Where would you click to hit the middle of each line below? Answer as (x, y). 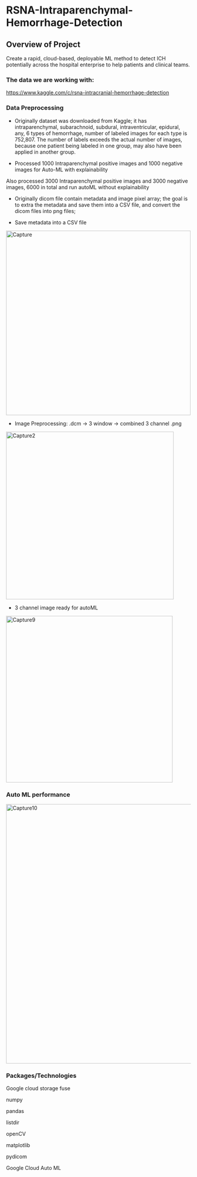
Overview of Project (43, 44)
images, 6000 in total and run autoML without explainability (78, 187)
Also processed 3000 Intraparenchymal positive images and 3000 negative (97, 181)
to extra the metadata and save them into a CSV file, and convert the (97, 205)
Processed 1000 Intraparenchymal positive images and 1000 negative (98, 163)
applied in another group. (45, 152)
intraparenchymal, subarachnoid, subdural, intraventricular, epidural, (97, 127)
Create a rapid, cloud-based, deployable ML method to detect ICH (86, 58)
